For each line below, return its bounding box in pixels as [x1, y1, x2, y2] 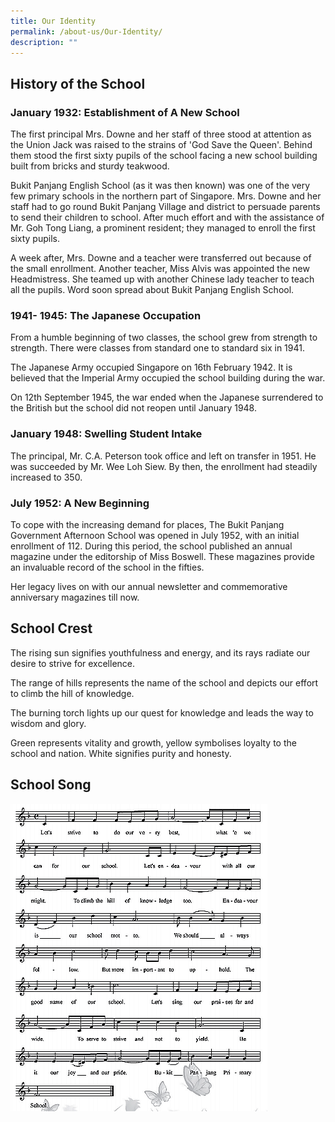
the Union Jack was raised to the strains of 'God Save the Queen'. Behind [10, 139, 313, 151]
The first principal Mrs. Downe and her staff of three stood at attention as [10, 128, 312, 140]
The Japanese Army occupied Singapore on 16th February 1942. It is [10, 361, 293, 374]
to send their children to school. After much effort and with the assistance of [10, 211, 325, 224]
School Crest [10, 620, 93, 637]
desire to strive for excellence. [10, 657, 136, 669]
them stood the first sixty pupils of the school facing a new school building [10, 150, 318, 162]
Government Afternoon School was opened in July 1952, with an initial [10, 529, 300, 541]
